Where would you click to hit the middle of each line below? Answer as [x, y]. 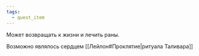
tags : [13, 12]
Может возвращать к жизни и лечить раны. [63, 34]
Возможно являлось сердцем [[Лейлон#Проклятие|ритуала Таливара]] [100, 46]
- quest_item [28, 17]
